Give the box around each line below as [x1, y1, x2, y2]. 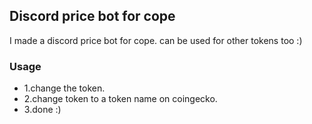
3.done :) [23, 104, 62, 116]
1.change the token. [23, 82, 106, 94]
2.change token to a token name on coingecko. [23, 93, 218, 105]
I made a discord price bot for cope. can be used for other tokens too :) [9, 34, 303, 46]
